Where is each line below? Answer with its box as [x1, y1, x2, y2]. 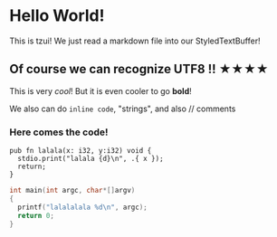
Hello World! [9, 5, 105, 26]
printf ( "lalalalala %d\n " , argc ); [17, 203, 148, 212]
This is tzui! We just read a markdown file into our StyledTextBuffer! [9, 35, 261, 46]
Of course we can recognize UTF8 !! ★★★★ [9, 62, 269, 77]
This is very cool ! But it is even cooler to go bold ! [9, 85, 192, 96]
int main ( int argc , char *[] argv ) [9, 186, 136, 195]
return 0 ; [17, 211, 54, 220]
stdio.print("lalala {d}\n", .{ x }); [17, 155, 165, 164]
